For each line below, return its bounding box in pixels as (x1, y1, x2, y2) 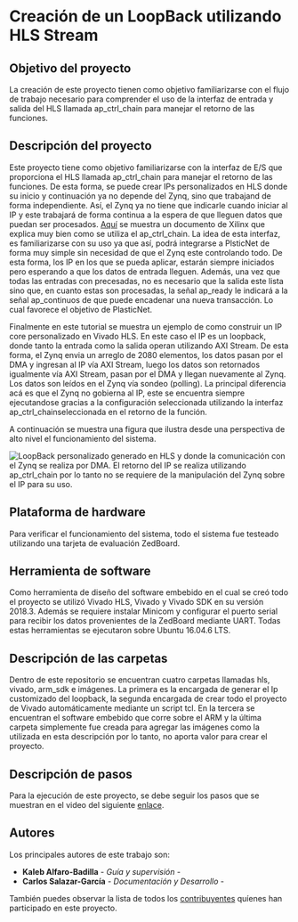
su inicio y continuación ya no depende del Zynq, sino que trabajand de (9, 190, 271, 201)
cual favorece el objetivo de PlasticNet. (9, 304, 153, 314)
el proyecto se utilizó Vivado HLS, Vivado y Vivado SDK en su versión (9, 597, 264, 608)
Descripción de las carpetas (9, 650, 168, 665)
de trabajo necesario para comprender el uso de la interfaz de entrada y (9, 94, 274, 104)
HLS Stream (9, 25, 99, 45)
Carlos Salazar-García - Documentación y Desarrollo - (21, 876, 225, 886)
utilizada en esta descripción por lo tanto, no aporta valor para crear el (9, 731, 268, 742)
